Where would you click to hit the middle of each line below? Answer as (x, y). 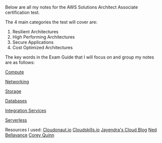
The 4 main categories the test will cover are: (51, 22)
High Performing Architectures (44, 37)
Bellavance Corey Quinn (30, 135)
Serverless (16, 120)
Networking (17, 82)
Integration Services (26, 110)
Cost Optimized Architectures (42, 47)
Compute (15, 72)
